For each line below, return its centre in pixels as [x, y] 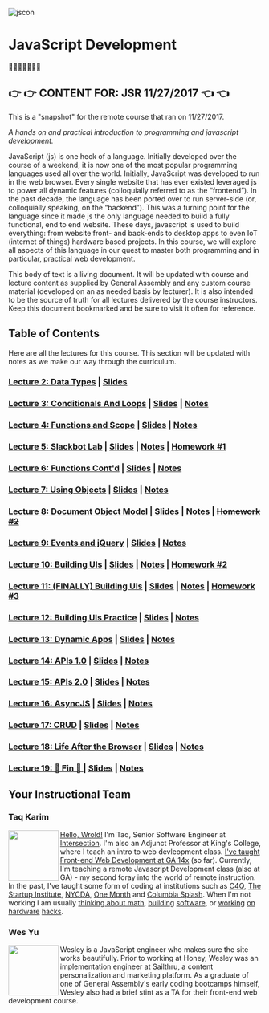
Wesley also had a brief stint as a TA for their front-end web [159, 992]
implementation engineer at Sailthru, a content [137, 966]
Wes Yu [24, 932]
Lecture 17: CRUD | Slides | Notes [74, 725]
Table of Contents [54, 334]
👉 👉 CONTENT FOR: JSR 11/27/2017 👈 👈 [119, 94]
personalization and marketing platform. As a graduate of [154, 975]
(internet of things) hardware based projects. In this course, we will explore [132, 242]
